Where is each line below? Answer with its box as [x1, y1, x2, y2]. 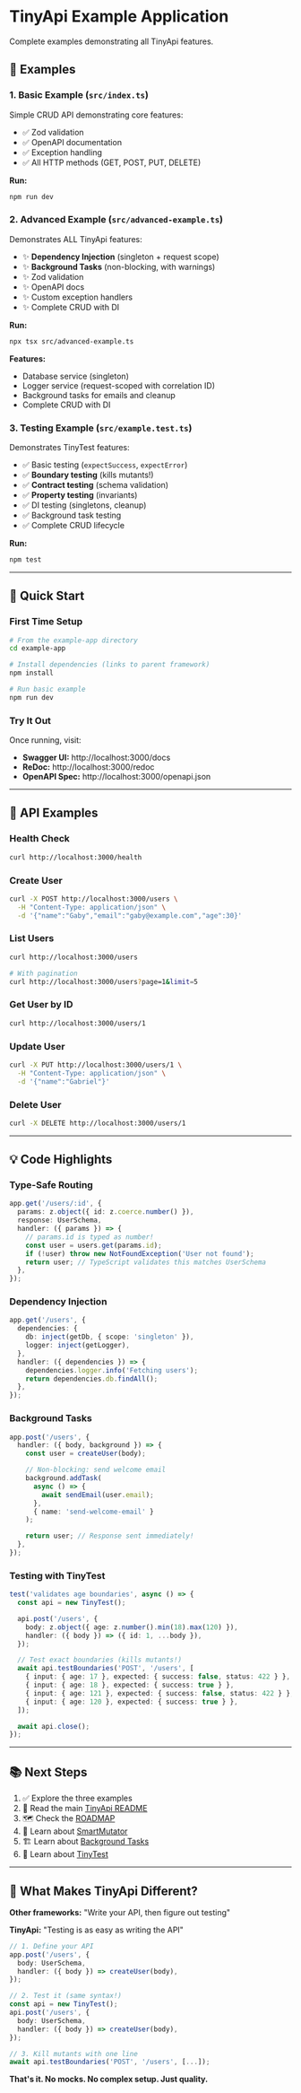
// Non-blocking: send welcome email [25, 1465, 167, 1475]
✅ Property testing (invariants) [21, 489, 138, 500]
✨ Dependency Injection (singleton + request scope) [21, 251, 219, 262]
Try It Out [9, 714, 52, 727]
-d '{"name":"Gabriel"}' [17, 1077, 110, 1086]
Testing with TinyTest [9, 1569, 106, 1582]
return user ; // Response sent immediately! [25, 1531, 194, 1540]
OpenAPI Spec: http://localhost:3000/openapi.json [21, 772, 211, 782]
